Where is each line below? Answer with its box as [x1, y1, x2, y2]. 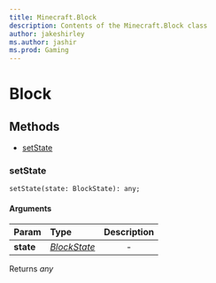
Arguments [9, 203, 52, 214]
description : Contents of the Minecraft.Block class [9, 21, 208, 30]
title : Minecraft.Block [9, 12, 97, 22]
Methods [9, 119, 60, 134]
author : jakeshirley [9, 29, 86, 38]
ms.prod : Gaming [9, 46, 69, 55]
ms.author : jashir [9, 37, 77, 47]
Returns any [9, 263, 54, 274]
